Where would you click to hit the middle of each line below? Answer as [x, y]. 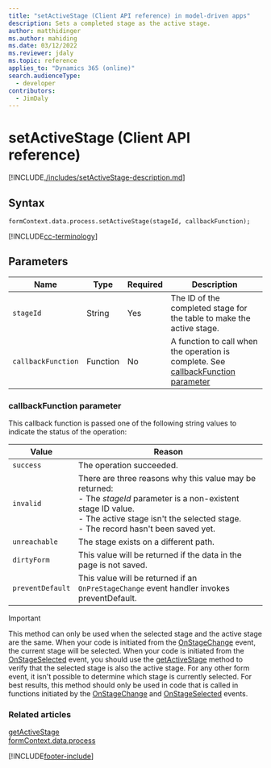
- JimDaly [32, 98]
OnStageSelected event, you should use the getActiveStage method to [126, 660]
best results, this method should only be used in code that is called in [123, 685]
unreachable [35, 542]
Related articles [40, 715]
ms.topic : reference [43, 61]
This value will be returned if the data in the [160, 555]
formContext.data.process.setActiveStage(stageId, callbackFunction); [129, 222]
